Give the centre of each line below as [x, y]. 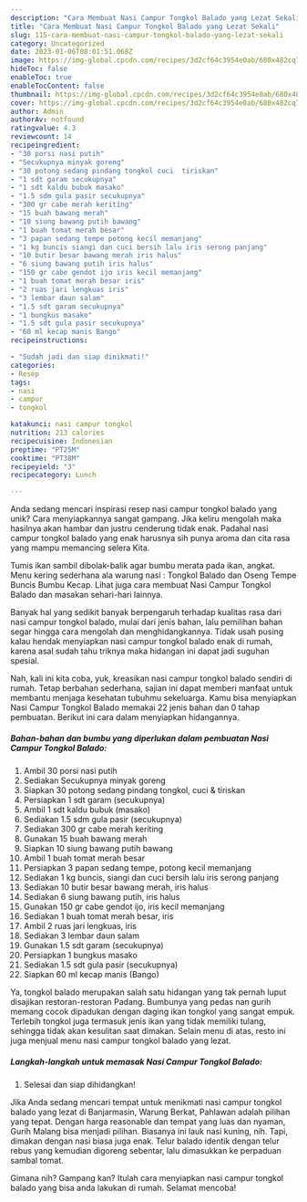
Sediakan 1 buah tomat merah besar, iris [98, 916]
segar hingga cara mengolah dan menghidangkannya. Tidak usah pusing [147, 632]
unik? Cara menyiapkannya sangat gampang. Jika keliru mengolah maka [146, 519]
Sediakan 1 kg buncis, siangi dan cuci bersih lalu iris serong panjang [151, 878]
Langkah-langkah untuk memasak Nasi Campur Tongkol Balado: [137, 1061]
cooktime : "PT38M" [45, 458]
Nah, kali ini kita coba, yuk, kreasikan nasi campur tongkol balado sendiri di [151, 679]
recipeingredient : [45, 145]
